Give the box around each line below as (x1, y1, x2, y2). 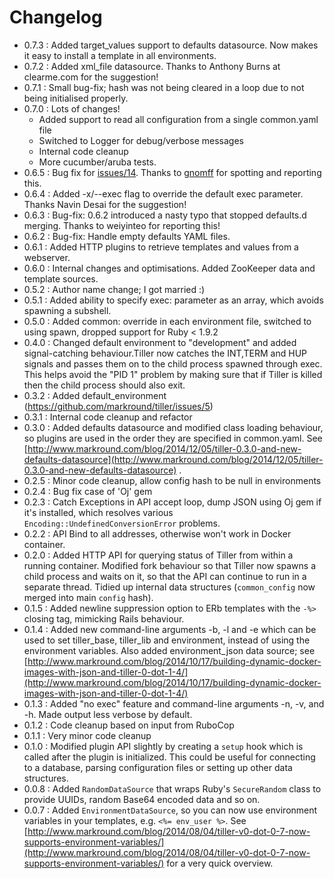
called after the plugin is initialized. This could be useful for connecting (23, 751, 316, 763)
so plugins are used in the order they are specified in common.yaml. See (23, 432, 323, 444)
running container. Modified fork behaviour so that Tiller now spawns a (23, 559, 316, 571)
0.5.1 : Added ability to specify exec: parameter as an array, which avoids (23, 294, 324, 306)
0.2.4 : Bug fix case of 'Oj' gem (23, 485, 153, 497)
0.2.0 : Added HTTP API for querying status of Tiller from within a (23, 549, 294, 561)
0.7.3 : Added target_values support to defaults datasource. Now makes (23, 39, 319, 51)
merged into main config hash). (23, 591, 154, 603)
